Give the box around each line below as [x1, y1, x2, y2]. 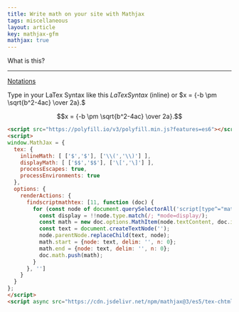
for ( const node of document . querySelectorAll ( [33, 205, 176, 212]
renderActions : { [20, 192, 72, 199]
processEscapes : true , [20, 165, 87, 173]
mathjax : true [7, 37, 50, 44]
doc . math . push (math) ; [38, 251, 103, 259]
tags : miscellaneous [7, 17, 69, 24]
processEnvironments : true [20, 172, 100, 180]
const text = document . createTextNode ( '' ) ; [38, 225, 171, 232]
